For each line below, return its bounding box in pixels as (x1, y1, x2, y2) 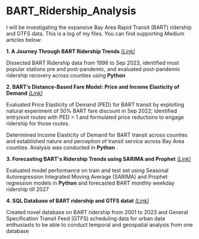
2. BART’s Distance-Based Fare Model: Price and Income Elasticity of (6, 83, 179, 90)
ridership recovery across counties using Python (6, 72, 126, 79)
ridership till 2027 (6, 185, 49, 193)
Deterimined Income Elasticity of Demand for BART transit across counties (6, 131, 188, 138)
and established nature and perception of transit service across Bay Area (6, 137, 185, 144)
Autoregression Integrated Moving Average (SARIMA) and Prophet (6, 173, 168, 180)
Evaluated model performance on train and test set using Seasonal (6, 167, 169, 174)
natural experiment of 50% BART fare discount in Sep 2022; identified (6, 107, 178, 114)
